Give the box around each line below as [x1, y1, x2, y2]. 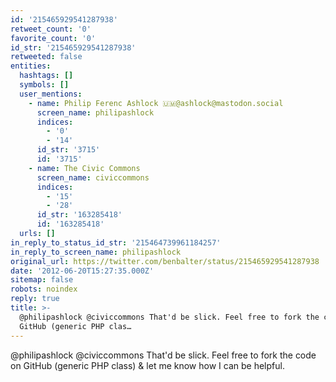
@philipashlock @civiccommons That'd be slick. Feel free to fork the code [10, 349, 317, 361]
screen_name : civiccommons [36, 172, 150, 183]
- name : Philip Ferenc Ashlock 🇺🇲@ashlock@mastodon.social [28, 98, 284, 108]
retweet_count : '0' [10, 24, 92, 34]
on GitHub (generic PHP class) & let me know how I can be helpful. [10, 359, 285, 371]
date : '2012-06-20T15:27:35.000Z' [10, 266, 155, 276]
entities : [10, 61, 52, 71]
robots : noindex [10, 284, 78, 295]
